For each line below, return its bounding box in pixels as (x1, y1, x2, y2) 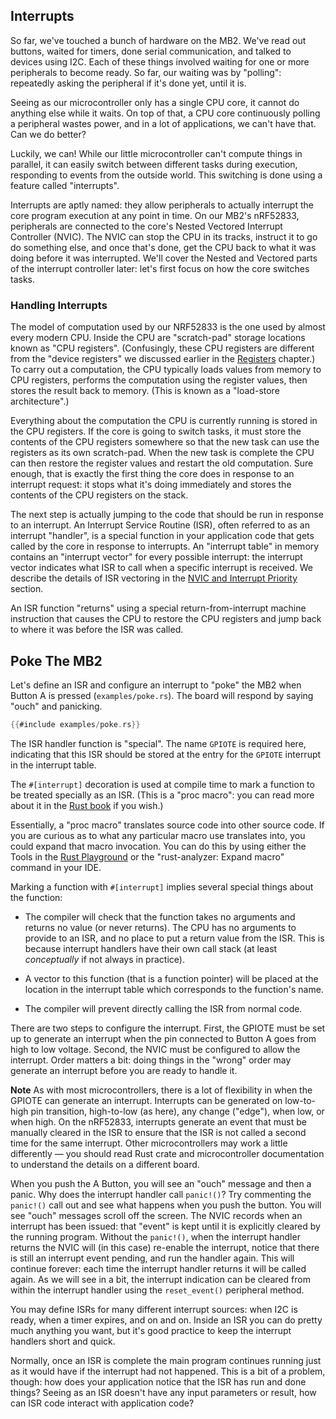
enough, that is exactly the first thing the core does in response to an (10, 468, 295, 480)
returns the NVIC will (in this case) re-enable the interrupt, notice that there (10, 1241, 320, 1253)
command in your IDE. (10, 861, 102, 873)
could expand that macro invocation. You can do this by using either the (10, 840, 307, 852)
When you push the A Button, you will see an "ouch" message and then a (10, 1177, 312, 1189)
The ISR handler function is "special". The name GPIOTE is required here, (10, 737, 307, 749)
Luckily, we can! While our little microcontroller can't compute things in (10, 147, 303, 159)
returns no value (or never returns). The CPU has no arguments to (24, 921, 297, 933)
